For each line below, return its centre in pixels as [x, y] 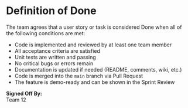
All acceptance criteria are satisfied [57, 50]
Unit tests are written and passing [55, 57]
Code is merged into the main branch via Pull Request [79, 76]
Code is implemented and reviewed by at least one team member [93, 45]
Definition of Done [51, 11]
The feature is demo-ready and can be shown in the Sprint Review [95, 82]
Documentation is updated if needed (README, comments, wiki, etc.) [98, 69]
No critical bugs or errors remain [54, 63]
